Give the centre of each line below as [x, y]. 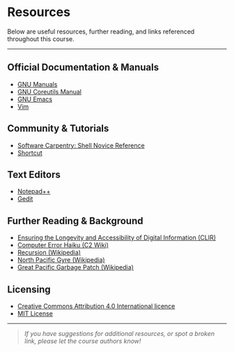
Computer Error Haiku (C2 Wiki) [63, 245]
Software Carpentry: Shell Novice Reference [81, 145]
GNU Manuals [37, 84]
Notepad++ [34, 191]
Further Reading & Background [75, 221]
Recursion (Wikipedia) [49, 253]
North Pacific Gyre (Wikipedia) [61, 260]
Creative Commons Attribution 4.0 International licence [96, 306]
